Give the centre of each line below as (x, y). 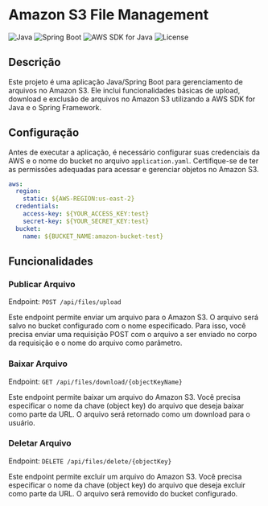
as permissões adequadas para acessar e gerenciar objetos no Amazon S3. (134, 169)
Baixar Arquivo (38, 364)
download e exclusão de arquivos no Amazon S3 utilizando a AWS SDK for (132, 99)
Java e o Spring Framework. (55, 107)
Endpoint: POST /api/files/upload (65, 302)
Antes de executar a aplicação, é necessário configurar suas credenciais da (134, 152)
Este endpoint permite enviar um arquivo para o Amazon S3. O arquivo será (134, 317)
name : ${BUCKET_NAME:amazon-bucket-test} (93, 236)
